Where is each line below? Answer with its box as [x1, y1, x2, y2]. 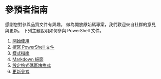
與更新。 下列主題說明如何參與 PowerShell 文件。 [5, 27, 104, 33]
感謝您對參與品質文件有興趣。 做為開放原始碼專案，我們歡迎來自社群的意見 [5, 21, 156, 27]
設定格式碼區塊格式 [12, 62, 51, 68]
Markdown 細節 [12, 56, 44, 62]
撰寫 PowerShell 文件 [12, 44, 55, 50]
